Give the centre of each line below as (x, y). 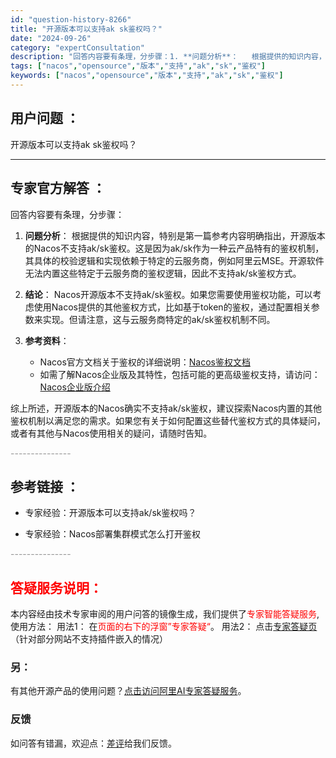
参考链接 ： (45, 486)
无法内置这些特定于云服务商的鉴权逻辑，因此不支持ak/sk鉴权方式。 (163, 273)
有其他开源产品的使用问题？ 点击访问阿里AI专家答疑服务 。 (128, 691)
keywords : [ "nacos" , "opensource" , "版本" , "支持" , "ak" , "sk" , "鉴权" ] (147, 76)
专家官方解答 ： (58, 188)
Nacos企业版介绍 (75, 387)
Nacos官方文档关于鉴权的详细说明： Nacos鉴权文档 (145, 362)
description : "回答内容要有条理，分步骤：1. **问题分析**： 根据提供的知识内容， (168, 57)
